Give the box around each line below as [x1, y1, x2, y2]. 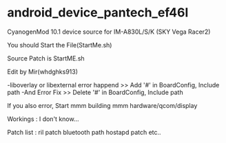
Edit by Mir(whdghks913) [7, 67, 78, 76]
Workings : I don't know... [7, 115, 79, 123]
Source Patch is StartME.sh [7, 54, 85, 63]
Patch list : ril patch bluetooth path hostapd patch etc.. [7, 128, 161, 136]
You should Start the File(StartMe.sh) [7, 41, 112, 49]
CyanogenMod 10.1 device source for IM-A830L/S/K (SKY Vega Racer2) [7, 27, 211, 36]
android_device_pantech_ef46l [7, 5, 189, 21]
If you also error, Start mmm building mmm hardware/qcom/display [7, 101, 198, 109]
